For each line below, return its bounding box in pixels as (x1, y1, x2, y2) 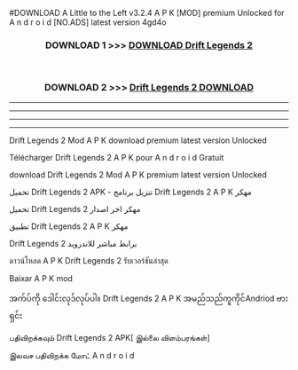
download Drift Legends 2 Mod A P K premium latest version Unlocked (9, 169, 268, 180)
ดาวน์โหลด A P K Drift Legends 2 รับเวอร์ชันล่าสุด (9, 255, 169, 265)
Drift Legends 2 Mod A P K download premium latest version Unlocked (9, 135, 268, 146)
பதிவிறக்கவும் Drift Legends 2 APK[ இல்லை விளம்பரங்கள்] (9, 332, 210, 342)
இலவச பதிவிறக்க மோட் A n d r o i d (9, 350, 135, 360)
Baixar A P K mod (9, 272, 74, 283)
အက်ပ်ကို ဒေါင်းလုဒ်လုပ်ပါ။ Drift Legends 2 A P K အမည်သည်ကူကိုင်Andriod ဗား (9, 293, 288, 303)
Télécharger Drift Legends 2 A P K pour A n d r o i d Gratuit (9, 152, 224, 162)
